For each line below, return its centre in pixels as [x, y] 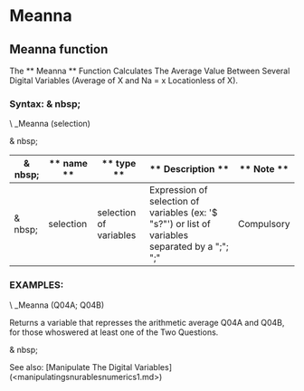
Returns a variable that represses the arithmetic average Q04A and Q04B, [147, 322]
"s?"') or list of [180, 224]
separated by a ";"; [189, 247]
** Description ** [189, 169]
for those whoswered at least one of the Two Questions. [114, 332]
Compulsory [264, 224]
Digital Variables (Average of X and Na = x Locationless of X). [123, 81]
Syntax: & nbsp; [45, 103]
